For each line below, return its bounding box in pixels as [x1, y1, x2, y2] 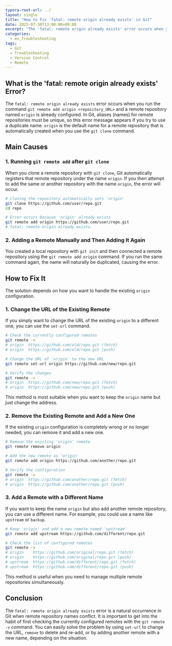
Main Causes [5, 143, 48, 151]
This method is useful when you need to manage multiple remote [5, 573, 142, 580]
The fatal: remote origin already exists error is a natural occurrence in [5, 608, 162, 614]
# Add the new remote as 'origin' [5, 454, 79, 459]
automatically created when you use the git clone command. [5, 128, 136, 134]
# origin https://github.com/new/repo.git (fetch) [5, 380, 118, 385]
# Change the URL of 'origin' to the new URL [5, 356, 104, 362]
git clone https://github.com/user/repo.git [5, 201, 102, 206]
